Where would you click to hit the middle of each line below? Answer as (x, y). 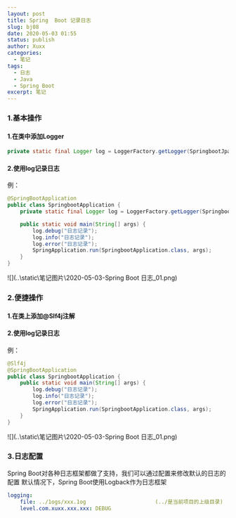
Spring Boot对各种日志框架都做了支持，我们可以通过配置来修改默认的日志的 (117, 473)
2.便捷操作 (25, 298)
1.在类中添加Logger (36, 136)
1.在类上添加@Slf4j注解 (41, 316)
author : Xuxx (26, 46)
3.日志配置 (25, 456)
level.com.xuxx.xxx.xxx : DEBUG (66, 508)
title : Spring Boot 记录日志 (49, 20)
